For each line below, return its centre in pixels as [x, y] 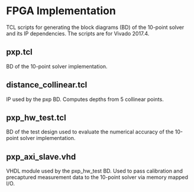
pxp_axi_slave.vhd [41, 157]
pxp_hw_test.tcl [36, 117]
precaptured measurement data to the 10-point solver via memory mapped [97, 177]
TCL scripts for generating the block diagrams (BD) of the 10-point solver [95, 27]
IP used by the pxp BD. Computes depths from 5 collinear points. [85, 99]
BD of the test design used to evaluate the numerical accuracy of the [90, 132]
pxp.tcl [19, 52]
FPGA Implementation [61, 11]
